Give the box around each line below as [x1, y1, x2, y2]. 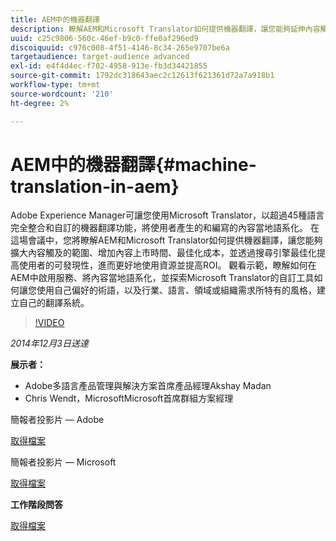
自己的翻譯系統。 [18, 297, 90, 309]
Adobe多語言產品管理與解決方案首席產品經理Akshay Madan [24, 380, 272, 392]
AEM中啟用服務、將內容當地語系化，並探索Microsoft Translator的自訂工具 [10, 272, 315, 284]
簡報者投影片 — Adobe [10, 414, 105, 426]
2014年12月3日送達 [10, 337, 90, 350]
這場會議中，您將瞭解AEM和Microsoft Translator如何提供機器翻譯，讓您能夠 [10, 234, 323, 246]
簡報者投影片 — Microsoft [10, 456, 117, 468]
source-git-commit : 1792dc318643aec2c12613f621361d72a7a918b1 [10, 71, 275, 81]
